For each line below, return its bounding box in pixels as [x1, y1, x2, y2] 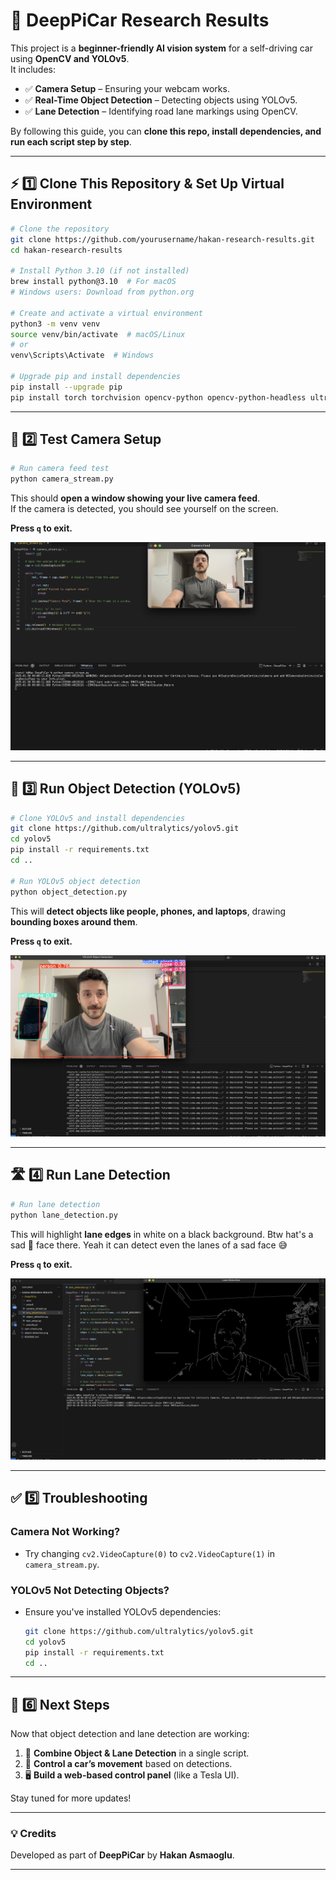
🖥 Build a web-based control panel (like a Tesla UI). [24, 1769, 240, 1781]
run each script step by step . [10, 135, 132, 148]
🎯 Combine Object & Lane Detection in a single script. [24, 1747, 250, 1759]
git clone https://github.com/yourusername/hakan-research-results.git [10, 234, 315, 244]
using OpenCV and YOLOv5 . [10, 52, 130, 64]
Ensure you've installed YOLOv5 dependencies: [24, 1605, 222, 1618]
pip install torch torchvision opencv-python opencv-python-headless [10, 392, 307, 403]
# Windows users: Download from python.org [10, 287, 195, 297]
